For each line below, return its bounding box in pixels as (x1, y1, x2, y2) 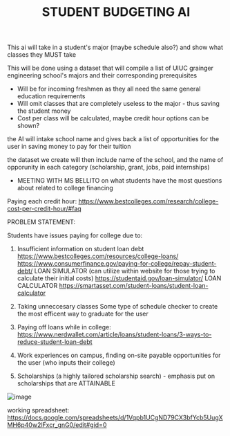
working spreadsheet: (7, 406, 70, 415)
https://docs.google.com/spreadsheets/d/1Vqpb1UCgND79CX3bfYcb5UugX (7, 413, 223, 422)
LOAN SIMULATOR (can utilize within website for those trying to (34, 267, 215, 275)
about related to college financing (17, 184, 114, 192)
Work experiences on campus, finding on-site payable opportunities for (17, 351, 221, 360)
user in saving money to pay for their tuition (7, 143, 131, 151)
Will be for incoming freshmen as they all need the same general (17, 84, 201, 93)
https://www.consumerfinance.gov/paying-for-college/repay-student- (17, 260, 217, 268)
